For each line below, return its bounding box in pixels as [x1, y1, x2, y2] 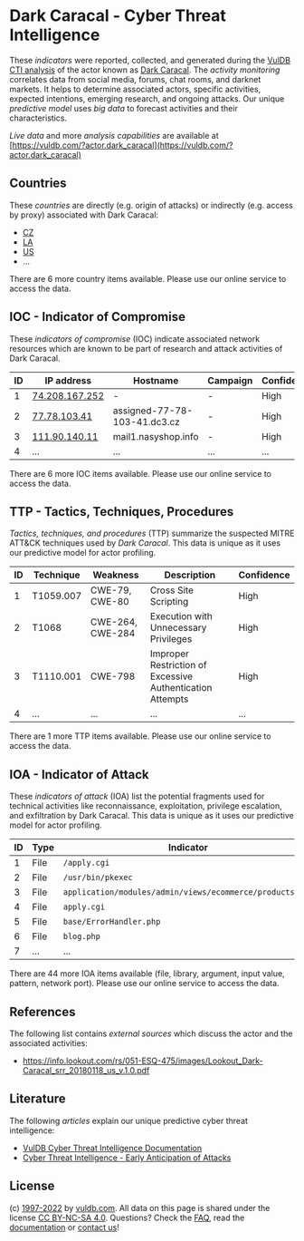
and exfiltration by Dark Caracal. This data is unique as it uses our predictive [9, 810, 294, 821]
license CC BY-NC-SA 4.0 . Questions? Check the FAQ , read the [9, 1212, 245, 1223]
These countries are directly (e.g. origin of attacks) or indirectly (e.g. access [9, 199, 294, 210]
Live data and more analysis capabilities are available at [9, 130, 219, 141]
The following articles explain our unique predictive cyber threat [9, 1115, 249, 1126]
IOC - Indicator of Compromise [9, 309, 185, 325]
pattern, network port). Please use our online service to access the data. [9, 978, 280, 989]
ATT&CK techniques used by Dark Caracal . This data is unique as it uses [9, 538, 281, 548]
